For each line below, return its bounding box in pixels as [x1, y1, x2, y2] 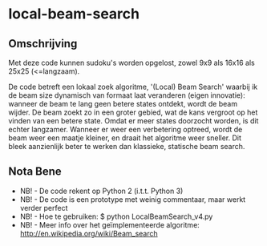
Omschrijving [8, 37, 78, 50]
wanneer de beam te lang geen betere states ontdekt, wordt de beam [8, 99, 238, 108]
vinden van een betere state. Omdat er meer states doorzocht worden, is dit [8, 116, 259, 125]
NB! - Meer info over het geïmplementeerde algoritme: [19, 220, 200, 229]
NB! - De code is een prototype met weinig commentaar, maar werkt [19, 194, 246, 204]
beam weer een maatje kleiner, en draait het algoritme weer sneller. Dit [8, 133, 242, 143]
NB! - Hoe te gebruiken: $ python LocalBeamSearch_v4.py [19, 212, 213, 221]
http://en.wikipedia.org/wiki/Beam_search [19, 228, 158, 238]
